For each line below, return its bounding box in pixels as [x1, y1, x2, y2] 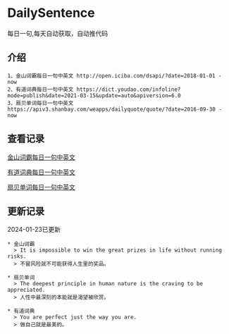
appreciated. [7, 287, 46, 294]
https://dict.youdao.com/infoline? [76, 86, 181, 93]
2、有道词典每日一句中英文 [7, 86, 74, 93]
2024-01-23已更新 [7, 225, 61, 234]
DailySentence [7, 5, 95, 21]
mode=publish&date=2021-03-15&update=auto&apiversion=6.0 [7, 92, 181, 99]
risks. [7, 253, 27, 260]
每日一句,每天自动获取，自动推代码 [7, 29, 109, 37]
